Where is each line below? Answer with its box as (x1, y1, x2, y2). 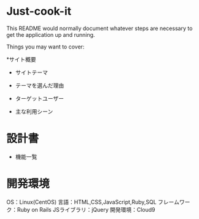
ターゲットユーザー (15, 94, 64, 102)
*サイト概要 (6, 55, 37, 63)
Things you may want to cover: (6, 43, 85, 50)
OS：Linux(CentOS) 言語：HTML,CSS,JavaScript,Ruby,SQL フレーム (6, 198, 180, 206)
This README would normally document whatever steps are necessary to (6, 25, 193, 32)
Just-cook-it (6, 4, 72, 18)
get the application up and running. (6, 31, 95, 38)
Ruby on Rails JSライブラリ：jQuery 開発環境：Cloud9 (17, 206, 155, 213)
